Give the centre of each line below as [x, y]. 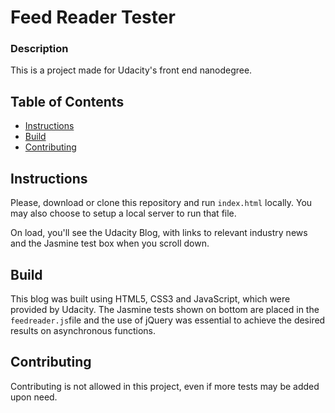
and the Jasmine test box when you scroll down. [110, 243]
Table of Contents [67, 101]
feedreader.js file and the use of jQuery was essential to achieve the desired [168, 320]
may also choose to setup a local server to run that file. [123, 213]
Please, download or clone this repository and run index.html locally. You [161, 203]
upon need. [34, 397]
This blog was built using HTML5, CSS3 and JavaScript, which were [150, 298]
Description [39, 49]
